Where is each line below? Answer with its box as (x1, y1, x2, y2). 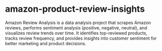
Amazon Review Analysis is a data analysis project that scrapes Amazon (5, 20, 151, 25)
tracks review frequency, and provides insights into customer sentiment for (5, 35, 157, 41)
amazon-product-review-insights (5, 3, 145, 15)
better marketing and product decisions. (5, 40, 87, 46)
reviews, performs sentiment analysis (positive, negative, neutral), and (5, 25, 147, 30)
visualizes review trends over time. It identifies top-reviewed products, (5, 30, 147, 36)
